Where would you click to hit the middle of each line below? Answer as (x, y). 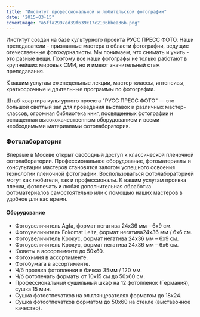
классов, (17, 113)
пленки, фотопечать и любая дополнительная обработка (79, 186)
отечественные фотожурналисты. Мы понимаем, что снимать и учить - (98, 52)
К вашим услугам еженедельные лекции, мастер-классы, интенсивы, (96, 83)
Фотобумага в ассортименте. (53, 263)
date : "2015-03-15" (30, 17)
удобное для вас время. (37, 199)
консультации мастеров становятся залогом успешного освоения (90, 167)
